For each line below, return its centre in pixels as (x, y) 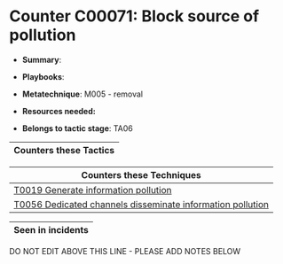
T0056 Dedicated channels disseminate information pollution (141, 204)
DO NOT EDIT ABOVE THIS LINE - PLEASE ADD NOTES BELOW (125, 251)
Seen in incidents (51, 229)
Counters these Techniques (141, 175)
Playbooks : (43, 76)
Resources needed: (59, 111)
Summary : (42, 59)
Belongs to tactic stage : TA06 (77, 128)
